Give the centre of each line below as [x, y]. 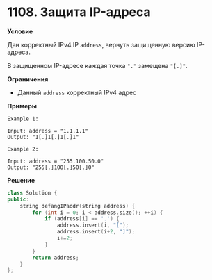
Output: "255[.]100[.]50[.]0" [51, 167]
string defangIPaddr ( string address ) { [78, 206]
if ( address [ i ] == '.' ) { [82, 219]
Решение [21, 180]
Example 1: [23, 119]
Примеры [22, 106]
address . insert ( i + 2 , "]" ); [96, 232]
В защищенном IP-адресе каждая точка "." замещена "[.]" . [97, 65]
